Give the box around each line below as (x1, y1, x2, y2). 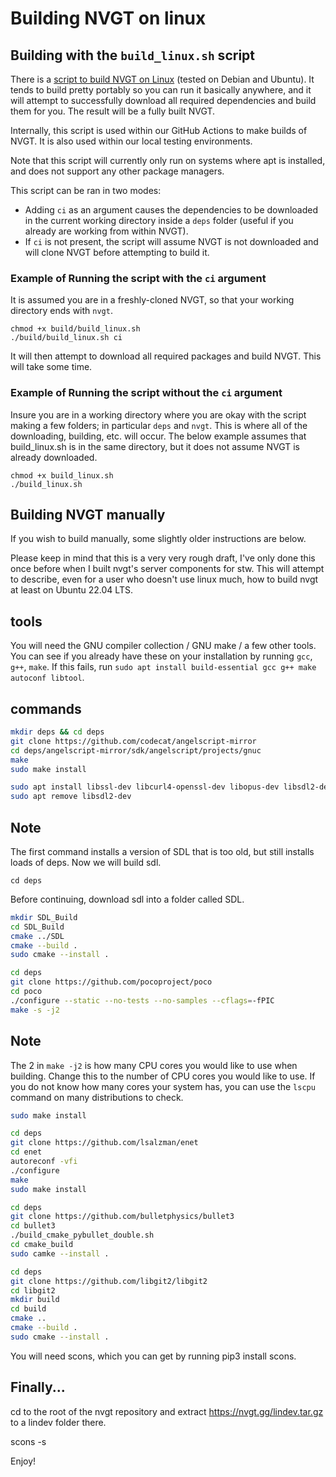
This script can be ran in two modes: (10, 185, 162, 196)
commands (10, 700, 82, 717)
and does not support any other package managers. (10, 165, 225, 177)
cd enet (10, 1147, 43, 1157)
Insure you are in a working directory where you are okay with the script (10, 408, 307, 421)
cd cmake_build (10, 1240, 74, 1250)
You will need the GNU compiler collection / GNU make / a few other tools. (10, 640, 317, 652)
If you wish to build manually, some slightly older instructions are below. (10, 533, 307, 545)
